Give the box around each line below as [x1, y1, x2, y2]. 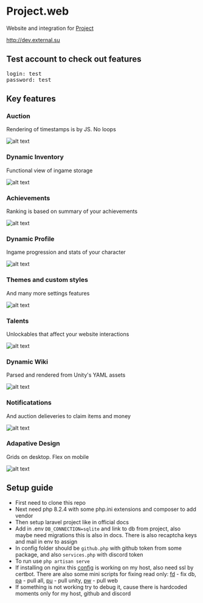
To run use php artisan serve [15, 557, 90, 565]
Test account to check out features [6, 54, 142, 65]
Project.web [6, 4, 69, 18]
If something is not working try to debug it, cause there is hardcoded [15, 583, 187, 590]
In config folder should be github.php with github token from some [15, 544, 182, 552]
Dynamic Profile [6, 234, 55, 243]
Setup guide [6, 483, 53, 493]
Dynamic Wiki [6, 357, 49, 366]
